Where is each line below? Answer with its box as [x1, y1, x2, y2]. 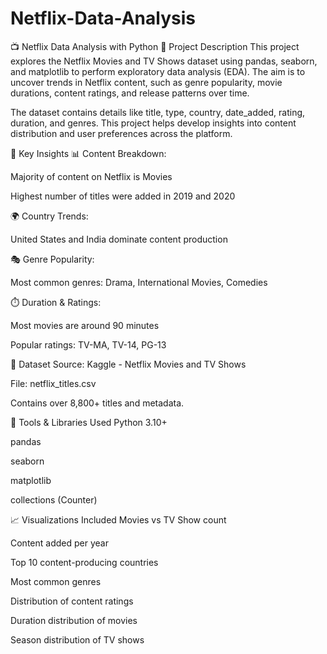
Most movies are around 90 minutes [10, 319, 160, 331]
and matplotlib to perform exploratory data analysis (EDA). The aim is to [10, 65, 306, 77]
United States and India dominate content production [10, 233, 228, 245]
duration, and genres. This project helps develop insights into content [10, 117, 297, 129]
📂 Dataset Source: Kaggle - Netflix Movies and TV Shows [10, 358, 247, 370]
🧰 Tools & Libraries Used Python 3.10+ [10, 416, 168, 428]
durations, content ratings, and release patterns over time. [10, 87, 250, 99]
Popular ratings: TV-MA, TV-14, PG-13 [10, 338, 167, 351]
